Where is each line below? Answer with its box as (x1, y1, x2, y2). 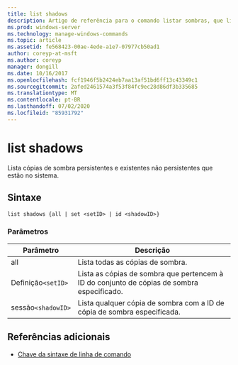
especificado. (77, 286, 123, 296)
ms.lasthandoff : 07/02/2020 (7, 103, 91, 110)
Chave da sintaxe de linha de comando (17, 349, 132, 359)
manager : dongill (7, 63, 59, 70)
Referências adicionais (7, 331, 110, 343)
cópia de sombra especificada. (77, 307, 181, 317)
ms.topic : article (7, 37, 62, 44)
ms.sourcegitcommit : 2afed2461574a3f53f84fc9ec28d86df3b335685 (7, 83, 198, 90)
